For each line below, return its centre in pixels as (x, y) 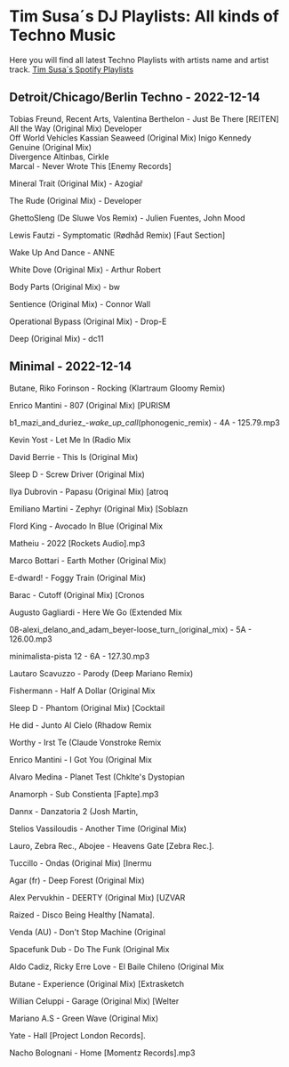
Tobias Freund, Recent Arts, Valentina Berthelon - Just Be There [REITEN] (144, 118)
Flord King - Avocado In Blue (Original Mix (86, 526)
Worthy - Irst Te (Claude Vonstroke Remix (85, 742)
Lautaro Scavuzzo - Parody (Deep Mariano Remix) (101, 673)
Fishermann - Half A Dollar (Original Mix (82, 691)
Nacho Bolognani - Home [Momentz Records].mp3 (102, 1053)
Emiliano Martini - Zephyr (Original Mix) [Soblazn (99, 508)
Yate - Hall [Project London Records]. (78, 1035)
